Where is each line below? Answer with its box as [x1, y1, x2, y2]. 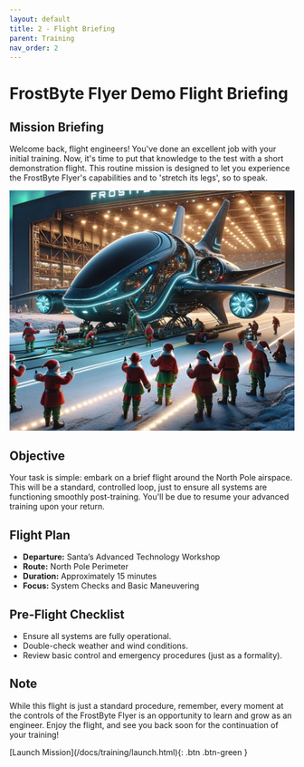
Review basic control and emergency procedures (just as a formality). [22, 649, 283, 661]
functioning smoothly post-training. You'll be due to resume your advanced [9, 491, 290, 502]
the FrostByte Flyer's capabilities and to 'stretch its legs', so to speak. [9, 172, 269, 183]
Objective [9, 448, 66, 463]
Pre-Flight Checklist [9, 607, 125, 622]
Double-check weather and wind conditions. [22, 640, 188, 651]
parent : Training [9, 34, 75, 43]
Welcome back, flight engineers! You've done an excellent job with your [9, 143, 277, 154]
